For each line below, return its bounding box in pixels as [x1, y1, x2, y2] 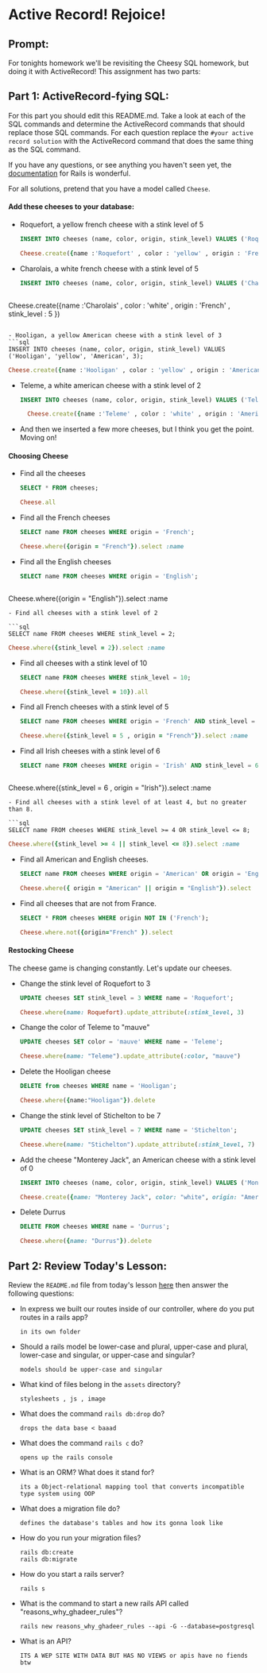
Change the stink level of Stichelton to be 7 [19, 1110, 161, 1120]
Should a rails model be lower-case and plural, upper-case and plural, [19, 1342, 249, 1351]
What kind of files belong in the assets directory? [19, 1379, 181, 1388]
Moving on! [19, 433, 57, 443]
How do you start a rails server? [19, 1569, 125, 1578]
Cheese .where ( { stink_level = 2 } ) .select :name [8, 644, 165, 652]
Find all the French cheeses [19, 513, 110, 522]
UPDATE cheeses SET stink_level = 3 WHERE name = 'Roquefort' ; [19, 993, 234, 1002]
